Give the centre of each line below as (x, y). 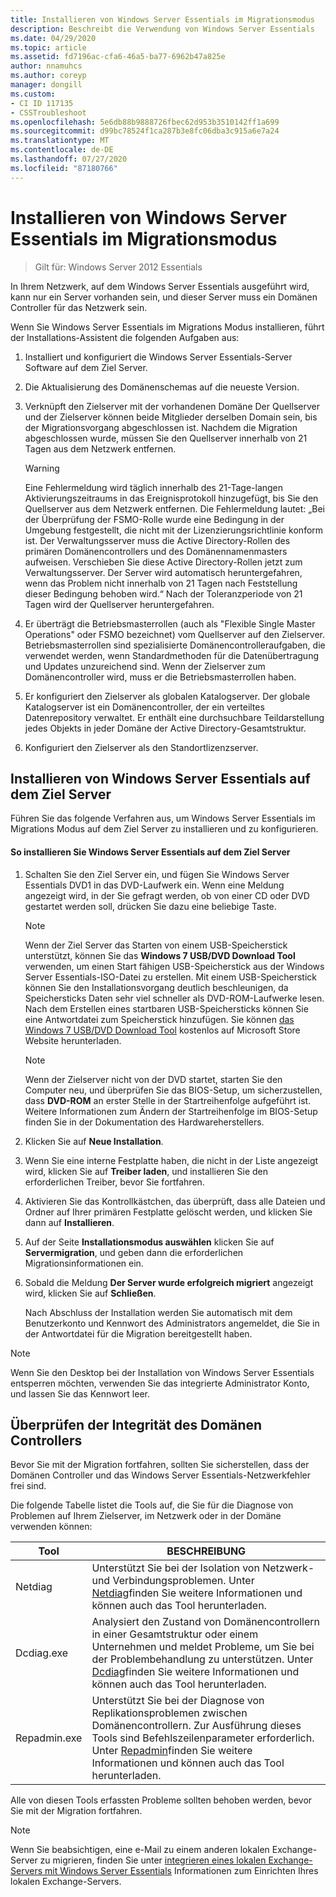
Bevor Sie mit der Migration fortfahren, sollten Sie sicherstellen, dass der (160, 1465)
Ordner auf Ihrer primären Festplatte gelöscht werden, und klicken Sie (168, 1212)
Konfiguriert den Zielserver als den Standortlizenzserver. (141, 747)
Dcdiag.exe (42, 1653)
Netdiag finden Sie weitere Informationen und (197, 1593)
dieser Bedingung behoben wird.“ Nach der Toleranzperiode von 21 (163, 593)
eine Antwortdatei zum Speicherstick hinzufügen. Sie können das (159, 1019)
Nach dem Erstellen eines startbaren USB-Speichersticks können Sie (166, 1008)
